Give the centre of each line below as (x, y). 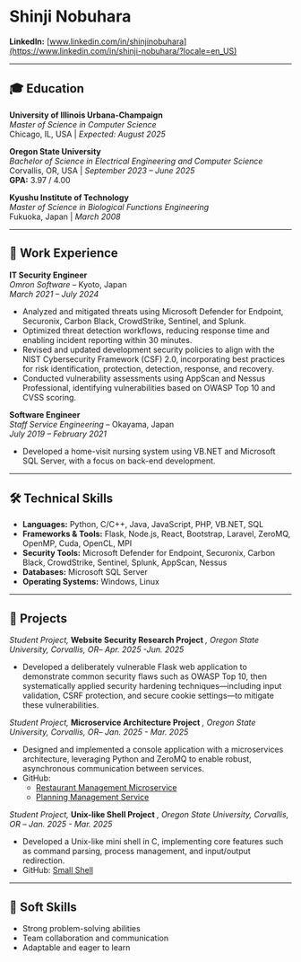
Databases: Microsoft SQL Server (85, 572)
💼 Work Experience (64, 253)
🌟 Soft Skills (43, 907)
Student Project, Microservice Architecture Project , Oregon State (133, 723)
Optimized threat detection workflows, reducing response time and (146, 331)
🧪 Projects (39, 618)
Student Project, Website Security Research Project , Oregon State (134, 640)
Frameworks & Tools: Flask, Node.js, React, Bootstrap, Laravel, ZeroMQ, (156, 534)
